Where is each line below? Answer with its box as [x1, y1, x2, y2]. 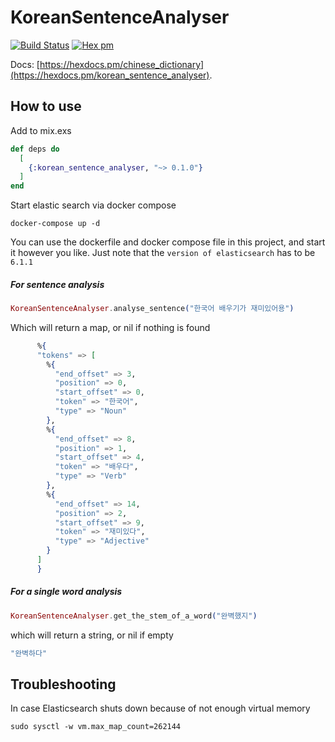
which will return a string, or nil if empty [10, 629, 174, 641]
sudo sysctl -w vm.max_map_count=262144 [10, 722, 182, 732]
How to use [10, 98, 82, 115]
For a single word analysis [10, 586, 123, 598]
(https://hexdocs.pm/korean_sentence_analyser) [10, 69, 210, 81]
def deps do [10, 144, 60, 154]
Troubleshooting [10, 676, 117, 693]
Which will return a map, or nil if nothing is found [10, 321, 211, 333]
